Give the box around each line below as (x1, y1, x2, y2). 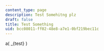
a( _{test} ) (5, 40, 28, 46)
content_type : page (5, 7, 47, 13)
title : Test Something (5, 21, 54, 27)
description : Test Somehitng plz (5, 12, 76, 17)
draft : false (5, 17, 33, 22)
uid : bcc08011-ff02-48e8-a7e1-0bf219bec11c (5, 27, 99, 32)
